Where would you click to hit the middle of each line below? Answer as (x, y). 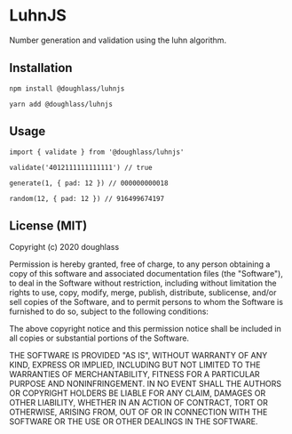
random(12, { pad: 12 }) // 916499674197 (87, 198)
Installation (41, 68)
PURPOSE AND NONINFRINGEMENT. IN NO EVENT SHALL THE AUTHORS (146, 384)
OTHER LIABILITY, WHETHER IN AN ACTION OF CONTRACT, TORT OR (138, 403)
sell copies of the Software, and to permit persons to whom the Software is (146, 302)
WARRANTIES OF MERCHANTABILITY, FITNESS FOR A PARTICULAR (134, 374)
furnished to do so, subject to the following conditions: (109, 311)
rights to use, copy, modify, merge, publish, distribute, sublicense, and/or (143, 293)
